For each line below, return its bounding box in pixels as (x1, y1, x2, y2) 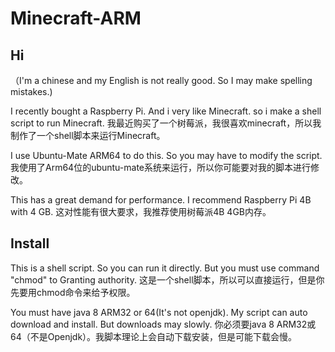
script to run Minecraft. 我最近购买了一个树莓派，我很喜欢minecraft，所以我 (10, 117, 322, 129)
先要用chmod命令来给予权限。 (10, 286, 136, 298)
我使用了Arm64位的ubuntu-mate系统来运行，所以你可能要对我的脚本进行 (10, 162, 312, 173)
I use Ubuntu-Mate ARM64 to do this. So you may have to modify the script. (10, 150, 323, 161)
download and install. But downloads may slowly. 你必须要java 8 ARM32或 (10, 318, 317, 330)
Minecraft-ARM (10, 7, 142, 30)
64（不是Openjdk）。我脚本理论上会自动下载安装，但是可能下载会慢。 (10, 330, 298, 342)
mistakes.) (10, 86, 53, 97)
